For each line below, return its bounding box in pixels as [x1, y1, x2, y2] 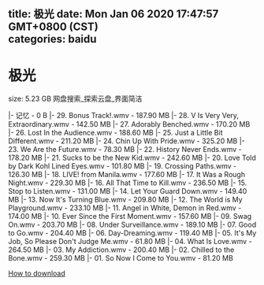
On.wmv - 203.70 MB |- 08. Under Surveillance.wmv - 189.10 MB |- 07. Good [8, 220, 257, 230]
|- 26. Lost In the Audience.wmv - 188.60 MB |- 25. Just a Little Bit [8, 128, 223, 138]
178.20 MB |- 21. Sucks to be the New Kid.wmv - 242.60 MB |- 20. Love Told [8, 153, 256, 163]
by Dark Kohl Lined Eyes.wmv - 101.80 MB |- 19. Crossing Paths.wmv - [8, 161, 237, 171]
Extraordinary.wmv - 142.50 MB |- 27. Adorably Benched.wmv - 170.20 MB [8, 120, 251, 129]
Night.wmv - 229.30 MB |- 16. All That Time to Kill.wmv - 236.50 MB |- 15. [8, 178, 247, 187]
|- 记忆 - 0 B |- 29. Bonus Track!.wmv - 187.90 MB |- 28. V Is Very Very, [8, 111, 239, 120]
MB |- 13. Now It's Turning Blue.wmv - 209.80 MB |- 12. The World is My [8, 195, 243, 205]
